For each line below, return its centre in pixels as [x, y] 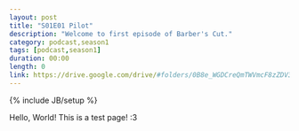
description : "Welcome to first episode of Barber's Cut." [121, 34]
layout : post [33, 17]
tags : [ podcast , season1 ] [55, 50]
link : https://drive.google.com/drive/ [83, 75]
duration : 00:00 [39, 58]
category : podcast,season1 [59, 42]
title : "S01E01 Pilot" [51, 26]
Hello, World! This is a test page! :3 [73, 117]
